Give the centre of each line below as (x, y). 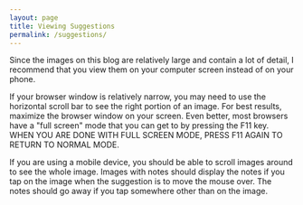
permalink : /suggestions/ (58, 34)
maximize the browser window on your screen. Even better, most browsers (149, 116)
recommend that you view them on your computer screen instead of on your (151, 70)
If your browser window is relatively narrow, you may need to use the (138, 97)
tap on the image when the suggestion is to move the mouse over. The (141, 182)
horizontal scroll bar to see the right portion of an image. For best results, (146, 107)
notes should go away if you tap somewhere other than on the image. (139, 191)
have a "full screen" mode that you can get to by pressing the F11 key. (139, 126)
